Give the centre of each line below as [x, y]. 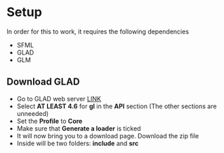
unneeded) [33, 113]
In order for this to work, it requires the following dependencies [98, 31]
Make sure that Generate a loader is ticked [79, 128]
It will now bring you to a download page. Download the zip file [108, 136]
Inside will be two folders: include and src [78, 143]
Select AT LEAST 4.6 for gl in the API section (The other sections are [117, 106]
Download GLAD [43, 82]
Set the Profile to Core [50, 121]
